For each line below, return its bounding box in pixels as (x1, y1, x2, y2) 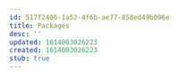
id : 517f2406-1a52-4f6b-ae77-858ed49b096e (9, 12, 170, 22)
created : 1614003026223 (9, 46, 98, 55)
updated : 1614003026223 (9, 37, 98, 47)
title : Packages (9, 21, 70, 30)
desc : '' (9, 29, 42, 38)
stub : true (9, 54, 50, 63)
